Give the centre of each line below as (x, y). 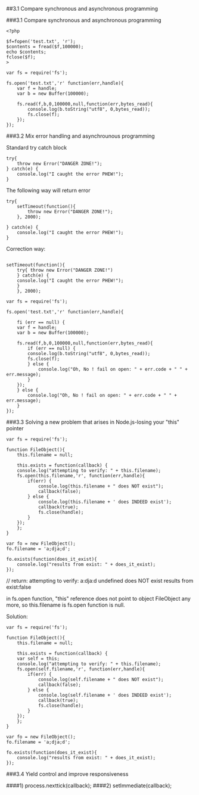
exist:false (19, 587)
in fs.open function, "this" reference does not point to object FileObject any (98, 599)
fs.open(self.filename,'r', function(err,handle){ (81, 669)
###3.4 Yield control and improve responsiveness (67, 774)
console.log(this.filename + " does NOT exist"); (101, 486)
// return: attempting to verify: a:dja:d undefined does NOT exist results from (100, 581)
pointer (15, 428)
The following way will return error (48, 190)
